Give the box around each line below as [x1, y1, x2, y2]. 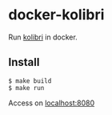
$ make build [8, 76, 52, 85]
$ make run [8, 84, 45, 92]
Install [8, 55, 40, 69]
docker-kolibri [8, 6, 105, 24]
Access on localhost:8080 [8, 98, 94, 108]
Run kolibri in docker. [8, 32, 78, 42]
